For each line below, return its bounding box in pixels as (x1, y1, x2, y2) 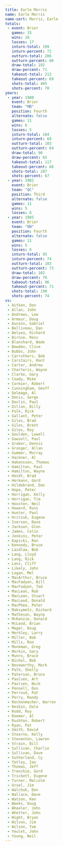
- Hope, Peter (7, 487, 36, 492)
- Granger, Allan (7, 446, 43, 451)
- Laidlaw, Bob (7, 547, 38, 553)
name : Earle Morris (5, 12, 45, 17)
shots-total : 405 (11, 81, 48, 86)
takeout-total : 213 (11, 72, 52, 77)
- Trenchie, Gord (7, 769, 43, 774)
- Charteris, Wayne (7, 367, 48, 372)
